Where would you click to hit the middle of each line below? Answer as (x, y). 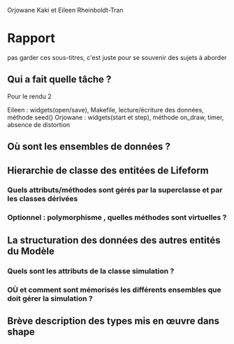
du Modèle (31, 251)
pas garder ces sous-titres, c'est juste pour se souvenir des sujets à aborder (117, 57)
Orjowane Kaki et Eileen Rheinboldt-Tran (65, 10)
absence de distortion (39, 124)
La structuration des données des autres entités (114, 240)
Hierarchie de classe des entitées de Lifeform (108, 170)
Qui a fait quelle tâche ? (59, 80)
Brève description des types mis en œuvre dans (114, 321)
